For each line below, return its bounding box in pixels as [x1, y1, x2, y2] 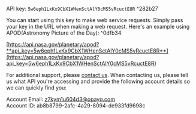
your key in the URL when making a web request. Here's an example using [6, 23, 190, 30]
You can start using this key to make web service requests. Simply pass [6, 17, 183, 23]
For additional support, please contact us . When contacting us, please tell [6, 72, 188, 78]
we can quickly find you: [6, 84, 67, 91]
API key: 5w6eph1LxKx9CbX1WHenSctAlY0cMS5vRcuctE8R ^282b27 [6, 5, 159, 12]
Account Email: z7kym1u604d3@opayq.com [6, 95, 116, 103]
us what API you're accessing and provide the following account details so [6, 78, 191, 85]
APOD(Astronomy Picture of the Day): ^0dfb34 [6, 29, 122, 36]
